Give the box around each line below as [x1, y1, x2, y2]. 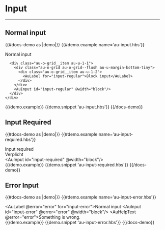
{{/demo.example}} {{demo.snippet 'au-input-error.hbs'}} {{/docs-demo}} [5, 220, 155, 226]
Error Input [5, 181, 39, 190]
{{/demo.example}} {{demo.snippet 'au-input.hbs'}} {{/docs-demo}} [5, 104, 143, 110]
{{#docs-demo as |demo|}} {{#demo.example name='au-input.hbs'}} [5, 41, 145, 47]
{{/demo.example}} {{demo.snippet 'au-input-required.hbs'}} [5, 162, 129, 167]
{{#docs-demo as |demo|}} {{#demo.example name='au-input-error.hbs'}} [5, 194, 156, 200]
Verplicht [5, 151, 24, 157]
